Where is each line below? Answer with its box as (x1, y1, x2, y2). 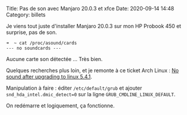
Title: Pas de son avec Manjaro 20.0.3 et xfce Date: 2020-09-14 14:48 (6, 5, 174, 12)
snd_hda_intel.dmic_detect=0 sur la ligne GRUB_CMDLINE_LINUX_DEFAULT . (6, 91, 176, 97)
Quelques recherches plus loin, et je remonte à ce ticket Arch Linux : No (6, 67, 179, 74)
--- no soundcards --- (6, 45, 61, 51)
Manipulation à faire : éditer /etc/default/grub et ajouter (6, 84, 143, 92)
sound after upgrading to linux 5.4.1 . (6, 73, 92, 80)
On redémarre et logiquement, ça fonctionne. (6, 102, 115, 109)
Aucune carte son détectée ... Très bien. (6, 56, 103, 62)
